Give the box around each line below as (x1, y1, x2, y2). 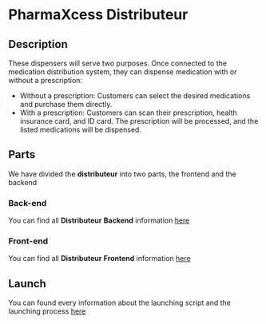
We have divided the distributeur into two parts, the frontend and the (8, 169, 237, 179)
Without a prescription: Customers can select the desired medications (19, 91, 251, 101)
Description (8, 38, 68, 51)
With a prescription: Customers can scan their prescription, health (19, 108, 237, 117)
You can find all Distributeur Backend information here (8, 215, 190, 225)
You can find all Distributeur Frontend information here (8, 254, 191, 263)
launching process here (8, 306, 86, 316)
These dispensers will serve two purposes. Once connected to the (8, 58, 228, 68)
